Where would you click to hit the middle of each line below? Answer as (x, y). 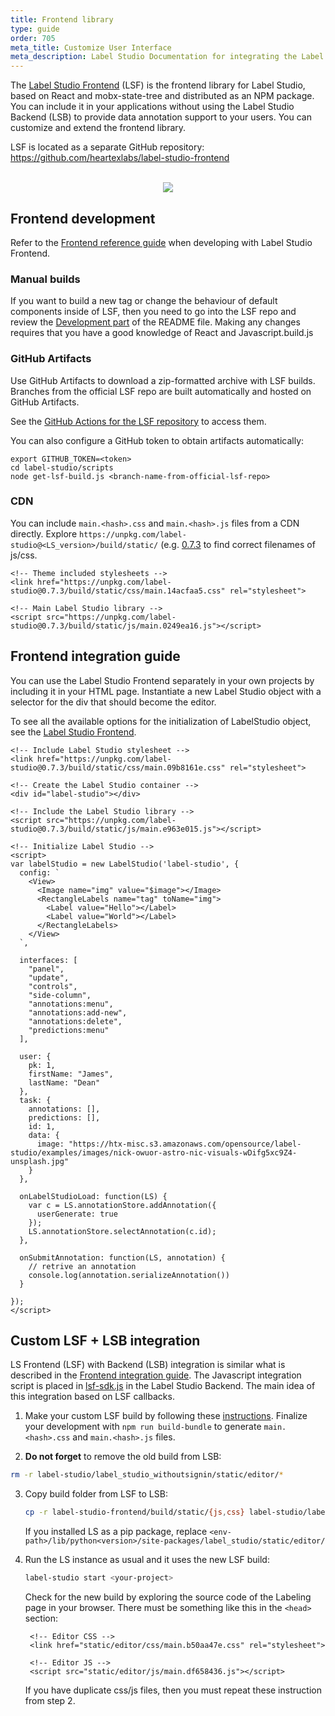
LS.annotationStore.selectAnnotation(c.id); (122, 1231)
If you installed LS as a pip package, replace (116, 1532)
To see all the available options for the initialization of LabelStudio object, (161, 721)
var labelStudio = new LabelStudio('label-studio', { (125, 864)
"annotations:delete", (75, 1021)
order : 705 (33, 38)
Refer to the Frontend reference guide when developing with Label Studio (161, 242)
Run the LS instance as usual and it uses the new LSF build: (147, 1560)
